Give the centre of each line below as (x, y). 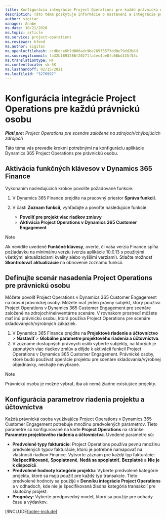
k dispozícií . (25, 465)
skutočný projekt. (30, 491)
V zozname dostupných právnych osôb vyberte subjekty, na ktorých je (84, 344)
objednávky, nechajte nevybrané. (46, 365)
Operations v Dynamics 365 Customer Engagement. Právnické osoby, (83, 354)
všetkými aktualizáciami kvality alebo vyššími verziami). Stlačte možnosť (79, 257)
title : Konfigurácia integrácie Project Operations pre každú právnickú (82, 10)
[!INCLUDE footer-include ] (31, 512)
